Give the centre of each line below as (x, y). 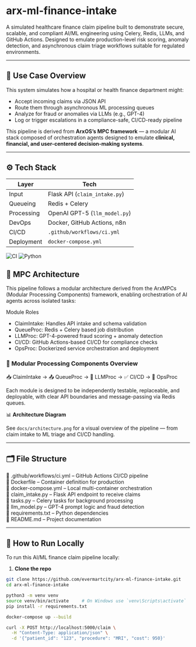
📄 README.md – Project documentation (54, 519)
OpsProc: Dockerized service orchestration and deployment (87, 348)
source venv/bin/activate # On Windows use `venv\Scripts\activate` (96, 601)
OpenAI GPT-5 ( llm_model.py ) (89, 213)
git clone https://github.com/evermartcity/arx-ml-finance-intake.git (94, 580)
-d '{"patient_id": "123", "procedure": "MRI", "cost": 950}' (88, 639)
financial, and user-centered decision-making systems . (75, 143)
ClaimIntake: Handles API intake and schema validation (80, 324)
